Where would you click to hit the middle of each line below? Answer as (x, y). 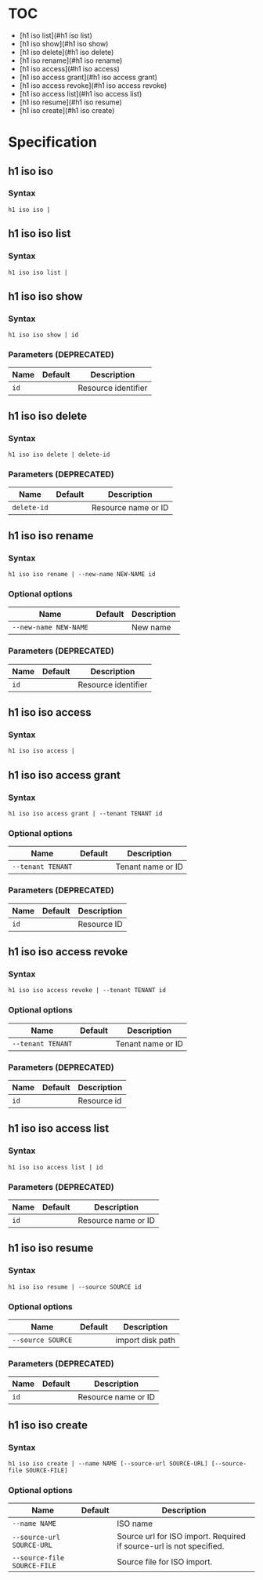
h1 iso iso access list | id (56, 1167)
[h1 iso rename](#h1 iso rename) (71, 60)
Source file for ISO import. (165, 1562)
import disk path (146, 1340)
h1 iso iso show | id (43, 335)
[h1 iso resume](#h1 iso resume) (71, 102)
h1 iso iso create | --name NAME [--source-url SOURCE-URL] (108, 1463)
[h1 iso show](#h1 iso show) (64, 43)
